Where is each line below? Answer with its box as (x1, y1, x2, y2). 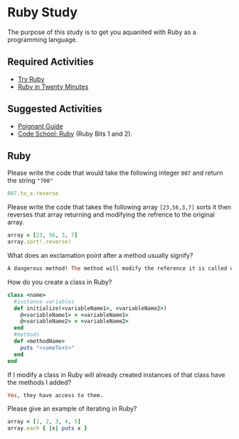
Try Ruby (17, 75, 45, 83)
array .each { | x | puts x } (7, 425, 87, 432)
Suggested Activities (7, 103, 102, 115)
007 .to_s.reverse (7, 190, 59, 197)
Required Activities (7, 56, 94, 68)
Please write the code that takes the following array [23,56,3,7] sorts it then (7, 203, 232, 212)
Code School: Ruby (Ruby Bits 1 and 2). (17, 129, 133, 138)
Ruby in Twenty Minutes (17, 82, 89, 91)
